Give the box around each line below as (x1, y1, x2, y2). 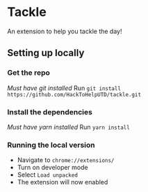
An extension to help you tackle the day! (7, 27, 122, 35)
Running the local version (7, 140, 95, 150)
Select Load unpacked (17, 171, 79, 179)
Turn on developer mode (17, 164, 88, 172)
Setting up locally (7, 47, 85, 59)
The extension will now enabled (17, 178, 108, 186)
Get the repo (7, 68, 51, 78)
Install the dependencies (7, 107, 92, 116)
